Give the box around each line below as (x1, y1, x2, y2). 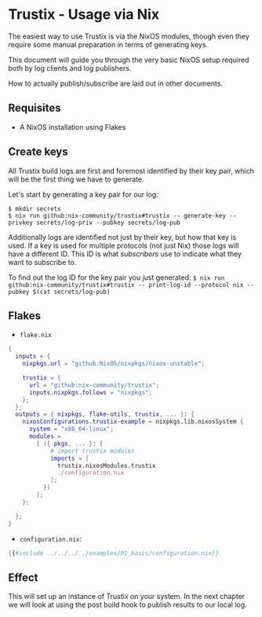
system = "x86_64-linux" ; (28, 425, 114, 433)
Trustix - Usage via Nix (8, 6, 159, 24)
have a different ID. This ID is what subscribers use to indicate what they (8, 249, 242, 259)
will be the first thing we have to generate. (8, 174, 144, 184)
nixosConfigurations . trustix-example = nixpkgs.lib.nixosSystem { (22, 418, 244, 426)
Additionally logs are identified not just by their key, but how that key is (8, 232, 237, 241)
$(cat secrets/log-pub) (32, 288, 111, 296)
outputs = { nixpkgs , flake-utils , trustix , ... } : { (15, 410, 195, 418)
